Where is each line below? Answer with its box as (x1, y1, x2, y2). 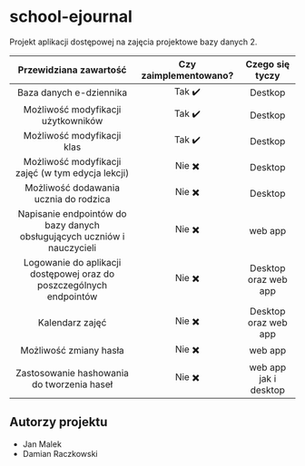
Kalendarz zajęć (37, 316, 107, 328)
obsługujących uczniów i (19, 229, 125, 242)
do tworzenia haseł (31, 378, 113, 391)
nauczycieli (48, 241, 97, 254)
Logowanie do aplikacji (23, 256, 122, 268)
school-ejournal (9, 6, 133, 27)
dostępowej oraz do (30, 267, 115, 280)
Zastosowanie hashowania (15, 366, 130, 379)
